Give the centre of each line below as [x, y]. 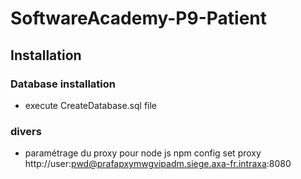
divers [26, 131]
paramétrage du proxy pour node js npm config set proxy [143, 153]
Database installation [63, 84]
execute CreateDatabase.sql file [91, 105]
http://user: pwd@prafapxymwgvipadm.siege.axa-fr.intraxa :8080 [158, 164]
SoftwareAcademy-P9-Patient [138, 18]
